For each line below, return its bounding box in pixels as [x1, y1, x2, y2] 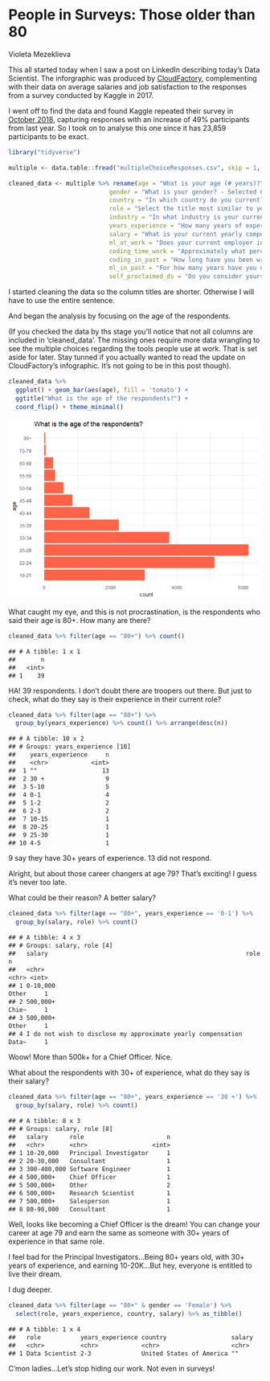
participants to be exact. [8, 131, 89, 141]
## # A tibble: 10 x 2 [8, 735, 84, 743]
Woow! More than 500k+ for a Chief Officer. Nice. [8, 1052, 173, 1062]
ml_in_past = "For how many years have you [108, 264, 257, 273]
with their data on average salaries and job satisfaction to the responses [8, 82, 247, 92]
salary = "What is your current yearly [108, 230, 243, 238]
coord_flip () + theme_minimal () [15, 403, 125, 411]
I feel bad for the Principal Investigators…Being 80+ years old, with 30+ [8, 1252, 245, 1261]
